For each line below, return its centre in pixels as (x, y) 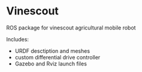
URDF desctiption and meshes (52, 51)
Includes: (17, 39)
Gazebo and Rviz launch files (51, 64)
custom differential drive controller (58, 57)
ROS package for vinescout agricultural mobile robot (71, 28)
